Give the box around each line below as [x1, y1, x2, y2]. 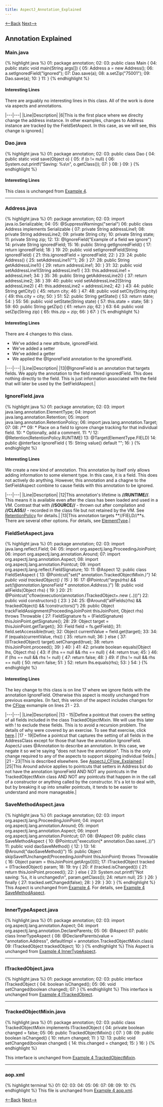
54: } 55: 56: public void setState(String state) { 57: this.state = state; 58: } [5, 298, 153, 304]
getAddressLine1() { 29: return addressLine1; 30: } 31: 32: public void [5, 262, 142, 268]
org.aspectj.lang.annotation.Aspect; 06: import [5, 828, 98, 833]
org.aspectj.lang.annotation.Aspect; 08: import [5, 556, 98, 562]
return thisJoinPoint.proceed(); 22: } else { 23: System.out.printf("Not [5, 869, 144, 875]
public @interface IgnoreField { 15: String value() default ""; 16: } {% [5, 440, 141, 446]
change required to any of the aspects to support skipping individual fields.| [5, 753, 157, 759]
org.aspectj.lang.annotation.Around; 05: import [5, 822, 99, 829]
